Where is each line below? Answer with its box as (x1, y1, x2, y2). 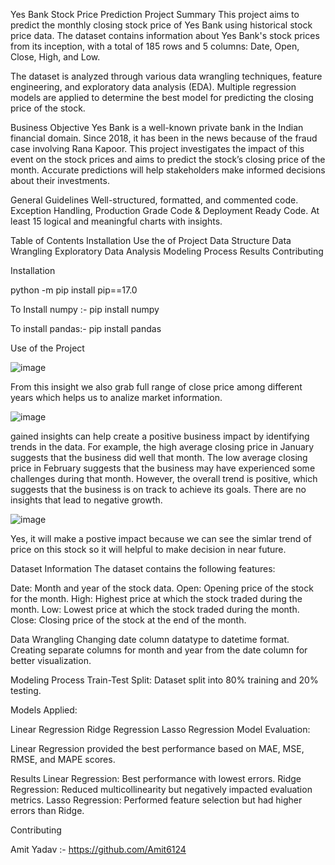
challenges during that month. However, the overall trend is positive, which (10, 473, 318, 484)
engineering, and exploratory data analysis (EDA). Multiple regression (10, 81, 297, 93)
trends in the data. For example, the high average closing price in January (10, 441, 315, 453)
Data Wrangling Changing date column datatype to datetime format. (10, 634, 290, 645)
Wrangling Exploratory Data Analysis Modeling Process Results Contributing (10, 245, 324, 257)
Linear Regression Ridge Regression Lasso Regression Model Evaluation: (10, 724, 311, 735)
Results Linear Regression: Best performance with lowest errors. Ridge (10, 773, 302, 784)
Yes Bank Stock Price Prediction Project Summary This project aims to (10, 9, 300, 20)
